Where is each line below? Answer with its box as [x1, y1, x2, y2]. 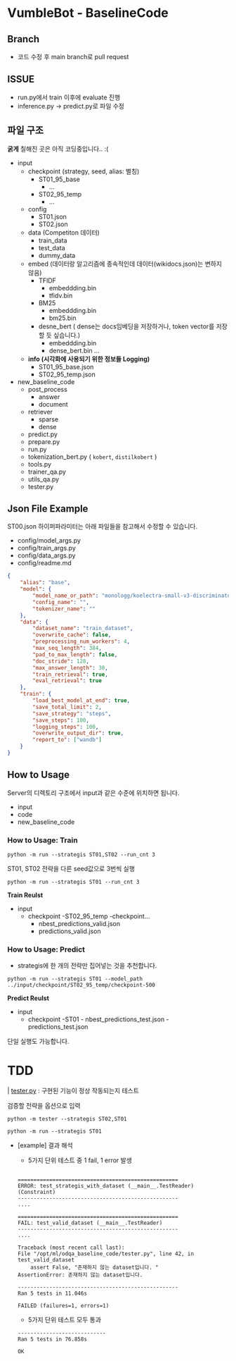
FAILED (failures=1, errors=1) [17, 1303, 110, 1310]
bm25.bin [48, 314, 77, 322]
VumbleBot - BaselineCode [7, 5, 169, 21]
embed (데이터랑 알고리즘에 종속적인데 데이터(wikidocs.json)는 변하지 [27, 259, 223, 268]
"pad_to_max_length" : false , [32, 651, 118, 658]
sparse [38, 414, 59, 424]
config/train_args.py [17, 544, 76, 553]
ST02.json [38, 220, 68, 228]
